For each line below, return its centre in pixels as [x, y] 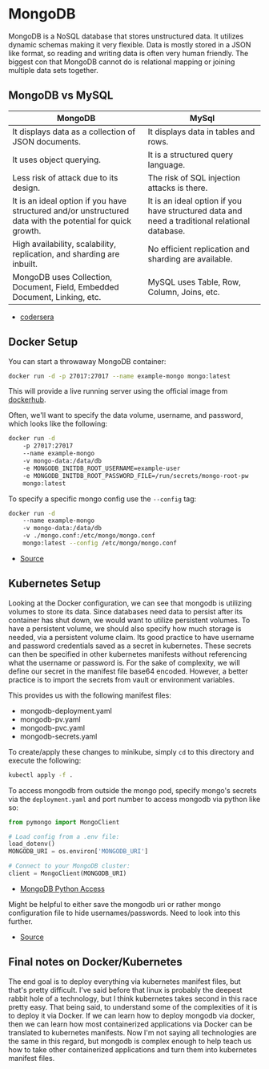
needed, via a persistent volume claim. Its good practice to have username [131, 637]
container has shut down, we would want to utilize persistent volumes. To [129, 620]
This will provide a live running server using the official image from [118, 391]
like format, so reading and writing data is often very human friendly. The [128, 53]
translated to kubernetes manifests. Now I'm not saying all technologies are [132, 1032]
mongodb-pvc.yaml [52, 727]
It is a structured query [191, 155]
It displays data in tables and [201, 132]
